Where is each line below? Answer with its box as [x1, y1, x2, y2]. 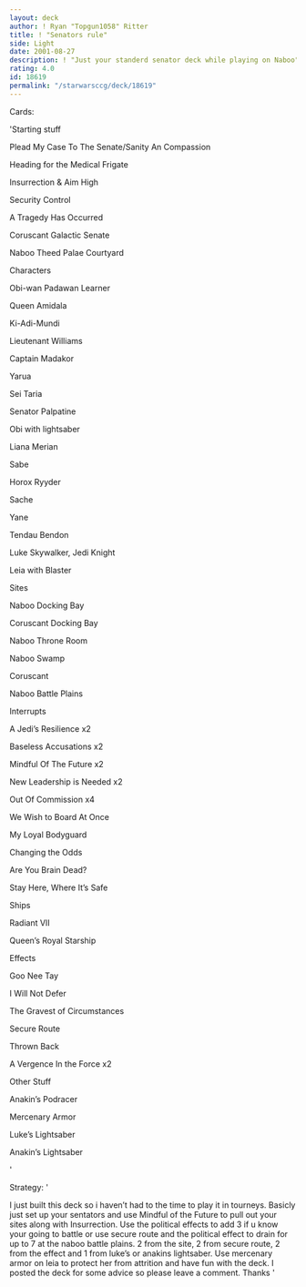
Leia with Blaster [9, 564, 72, 575]
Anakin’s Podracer [9, 1093, 78, 1104]
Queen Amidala [9, 299, 67, 310]
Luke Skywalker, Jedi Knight [9, 547, 116, 558]
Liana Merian [9, 441, 58, 451]
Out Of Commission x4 [9, 794, 96, 805]
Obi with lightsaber [9, 423, 80, 434]
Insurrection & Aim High [9, 177, 98, 187]
